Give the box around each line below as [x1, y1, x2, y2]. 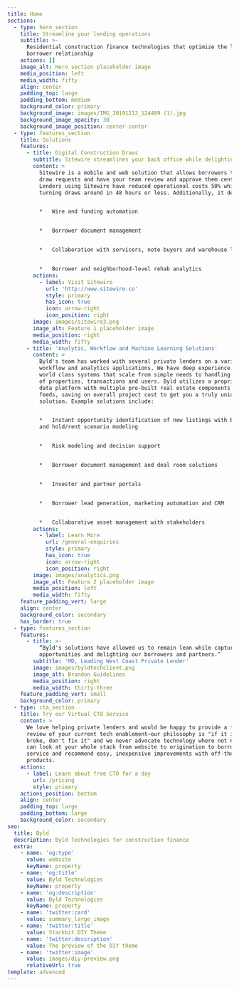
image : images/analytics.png [33, 571, 119, 579]
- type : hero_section [14, 23, 78, 31]
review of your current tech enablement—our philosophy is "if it [26, 730, 228, 737]
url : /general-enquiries [45, 539, 119, 546]
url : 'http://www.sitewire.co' [45, 285, 139, 292]
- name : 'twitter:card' [20, 909, 91, 917]
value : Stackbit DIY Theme [26, 929, 107, 936]
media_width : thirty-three [33, 684, 113, 691]
